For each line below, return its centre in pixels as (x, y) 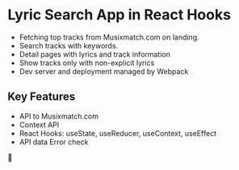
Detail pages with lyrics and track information (95, 54)
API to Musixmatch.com (59, 116)
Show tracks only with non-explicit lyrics (87, 63)
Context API (39, 124)
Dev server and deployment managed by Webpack (104, 71)
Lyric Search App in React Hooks (119, 15)
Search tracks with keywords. (69, 45)
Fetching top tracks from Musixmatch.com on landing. (109, 37)
